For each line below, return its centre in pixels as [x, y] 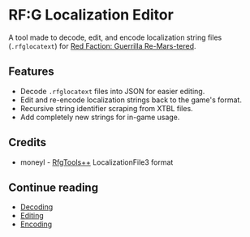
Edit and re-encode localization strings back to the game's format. [131, 100]
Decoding [37, 207]
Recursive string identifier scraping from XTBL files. [106, 108]
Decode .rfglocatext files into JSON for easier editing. [112, 91]
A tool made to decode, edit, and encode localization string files [115, 37]
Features [31, 72]
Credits [28, 142]
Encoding [36, 224]
